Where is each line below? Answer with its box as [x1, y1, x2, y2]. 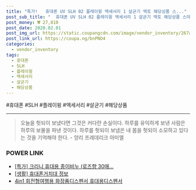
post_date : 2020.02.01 [6, 25, 61, 31]
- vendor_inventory [11, 47, 59, 53]
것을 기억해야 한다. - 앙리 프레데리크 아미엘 [26, 134, 124, 141]
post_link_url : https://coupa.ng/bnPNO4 [6, 36, 106, 42]
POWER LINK [6, 148, 44, 157]
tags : [6, 52, 19, 58]
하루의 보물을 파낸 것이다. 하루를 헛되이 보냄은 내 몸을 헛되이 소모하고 [20, 126, 178, 133]
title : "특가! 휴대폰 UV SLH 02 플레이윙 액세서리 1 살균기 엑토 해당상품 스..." [6, 8, 187, 15]
